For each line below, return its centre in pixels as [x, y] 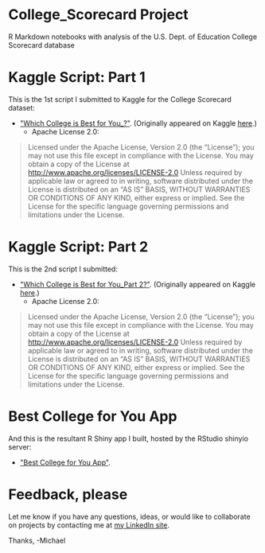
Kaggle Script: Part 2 [78, 247]
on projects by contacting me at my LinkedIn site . [89, 525]
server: [20, 446]
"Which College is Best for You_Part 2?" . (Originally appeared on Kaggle [138, 284]
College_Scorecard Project [98, 15]
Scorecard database [42, 45]
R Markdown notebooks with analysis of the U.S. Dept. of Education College [132, 37]
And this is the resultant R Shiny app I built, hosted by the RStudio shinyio [129, 438]
